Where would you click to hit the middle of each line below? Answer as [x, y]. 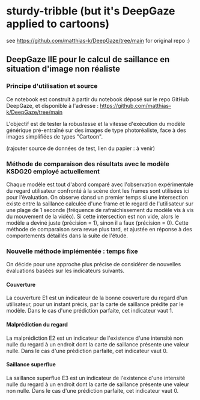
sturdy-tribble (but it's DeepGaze [91, 11]
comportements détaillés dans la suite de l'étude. [67, 236]
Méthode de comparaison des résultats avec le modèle [88, 164]
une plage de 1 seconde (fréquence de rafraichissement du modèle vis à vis [100, 210]
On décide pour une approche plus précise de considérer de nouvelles [94, 264]
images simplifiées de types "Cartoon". [55, 136]
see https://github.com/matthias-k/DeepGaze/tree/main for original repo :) [98, 40]
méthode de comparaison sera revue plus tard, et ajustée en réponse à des [99, 229]
